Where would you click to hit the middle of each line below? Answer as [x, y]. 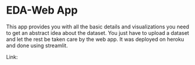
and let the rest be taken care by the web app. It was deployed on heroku [95, 39]
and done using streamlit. [37, 45]
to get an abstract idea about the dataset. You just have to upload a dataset [97, 32]
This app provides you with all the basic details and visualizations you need [98, 27]
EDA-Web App [42, 10]
